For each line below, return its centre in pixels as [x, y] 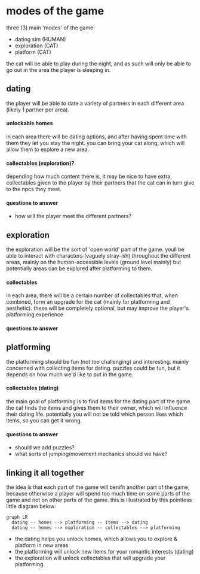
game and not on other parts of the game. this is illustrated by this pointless [99, 500]
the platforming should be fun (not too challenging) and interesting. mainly [98, 361]
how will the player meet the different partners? [73, 216]
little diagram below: [31, 506]
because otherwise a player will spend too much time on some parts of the [98, 493]
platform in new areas [41, 545]
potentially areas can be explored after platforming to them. [79, 268]
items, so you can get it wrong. [44, 420]
